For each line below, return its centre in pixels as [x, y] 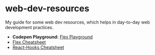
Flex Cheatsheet [29, 42]
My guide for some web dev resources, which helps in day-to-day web [77, 22]
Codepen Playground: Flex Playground [52, 37]
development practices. [29, 27]
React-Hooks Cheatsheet [38, 47]
